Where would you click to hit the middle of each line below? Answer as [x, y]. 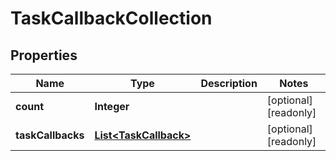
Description [229, 83]
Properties [44, 55]
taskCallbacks [50, 135]
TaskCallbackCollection [111, 18]
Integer [112, 106]
